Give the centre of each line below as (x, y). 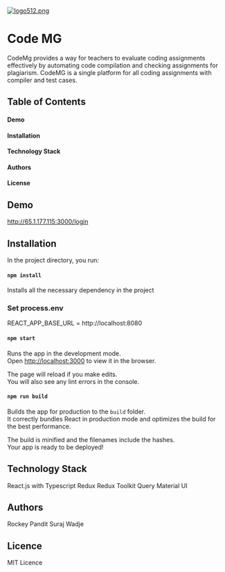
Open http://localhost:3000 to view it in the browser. (82, 360)
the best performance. (39, 426)
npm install (24, 275)
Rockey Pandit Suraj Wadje (46, 524)
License (19, 183)
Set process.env (35, 308)
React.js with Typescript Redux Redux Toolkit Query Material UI (98, 485)
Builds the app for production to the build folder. (76, 411)
